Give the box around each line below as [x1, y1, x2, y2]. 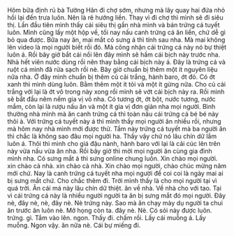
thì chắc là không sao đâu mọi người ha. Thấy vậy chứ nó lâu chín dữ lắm [7, 132, 217, 140]
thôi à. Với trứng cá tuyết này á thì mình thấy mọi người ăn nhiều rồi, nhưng [7, 117, 221, 125]
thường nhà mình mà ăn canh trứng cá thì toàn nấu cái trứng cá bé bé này [7, 110, 219, 118]
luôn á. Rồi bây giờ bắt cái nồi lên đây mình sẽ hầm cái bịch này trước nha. [7, 50, 221, 59]
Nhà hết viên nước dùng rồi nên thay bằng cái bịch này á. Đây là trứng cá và [7, 58, 226, 66]
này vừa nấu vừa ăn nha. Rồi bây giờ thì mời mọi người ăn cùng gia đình [7, 147, 212, 155]
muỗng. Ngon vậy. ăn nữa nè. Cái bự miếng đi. [7, 221, 141, 229]
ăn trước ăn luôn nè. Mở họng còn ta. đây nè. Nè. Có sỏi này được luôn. [7, 206, 212, 214]
